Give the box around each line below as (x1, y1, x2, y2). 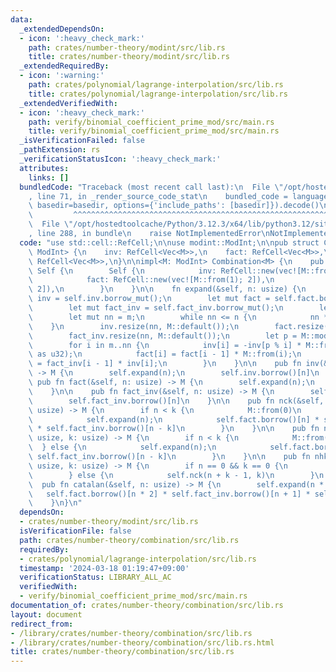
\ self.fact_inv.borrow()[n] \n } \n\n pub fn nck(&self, (28, 396, 325, 406)
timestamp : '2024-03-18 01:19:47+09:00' (19, 563, 190, 573)
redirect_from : (10, 619, 74, 629)
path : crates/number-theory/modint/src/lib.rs (28, 42, 226, 53)
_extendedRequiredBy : (19, 61, 110, 71)
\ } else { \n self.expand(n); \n (28, 442, 217, 453)
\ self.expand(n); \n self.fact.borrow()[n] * (28, 414, 320, 425)
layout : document (10, 609, 83, 620)
